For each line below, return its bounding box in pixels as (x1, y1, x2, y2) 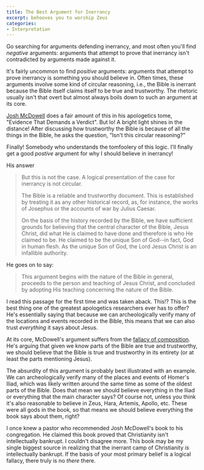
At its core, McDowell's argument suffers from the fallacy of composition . (6, 336, 191, 343)
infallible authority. (21, 249, 68, 257)
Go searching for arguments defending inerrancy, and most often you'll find (6, 43, 197, 50)
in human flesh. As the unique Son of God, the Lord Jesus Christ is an (21, 243, 197, 250)
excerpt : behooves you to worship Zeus (6, 15, 108, 21)
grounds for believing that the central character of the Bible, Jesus (21, 223, 189, 231)
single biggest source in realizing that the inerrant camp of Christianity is (6, 444, 189, 452)
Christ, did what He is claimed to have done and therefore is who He (21, 230, 194, 237)
